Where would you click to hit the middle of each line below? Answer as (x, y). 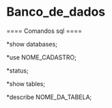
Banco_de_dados (56, 12)
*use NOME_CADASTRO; (41, 57)
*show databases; (32, 44)
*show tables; (26, 83)
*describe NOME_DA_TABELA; (49, 97)
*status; (17, 70)
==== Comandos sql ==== (44, 31)
